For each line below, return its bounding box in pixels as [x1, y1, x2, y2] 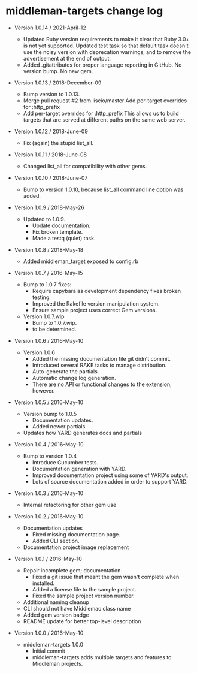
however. [32, 387, 55, 394]
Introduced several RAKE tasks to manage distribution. [32, 361, 167, 369]
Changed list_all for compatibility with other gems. [23, 162, 147, 170]
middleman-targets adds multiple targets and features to [32, 653, 172, 660]
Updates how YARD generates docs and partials [23, 429, 142, 436]
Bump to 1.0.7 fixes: [23, 280, 72, 288]
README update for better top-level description [23, 617, 141, 624]
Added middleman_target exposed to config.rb [23, 258, 139, 265]
